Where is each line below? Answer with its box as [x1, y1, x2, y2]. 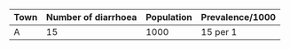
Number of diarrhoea [45, 11, 137, 23]
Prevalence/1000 [200, 11, 277, 23]
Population [145, 11, 192, 23]
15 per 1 [200, 26, 238, 38]
